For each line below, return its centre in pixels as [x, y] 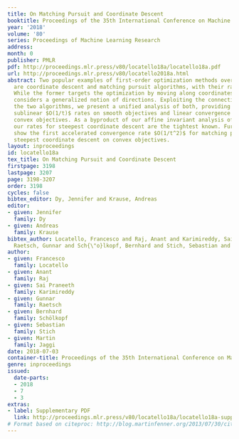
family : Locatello [41, 265]
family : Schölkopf [41, 318]
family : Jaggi [34, 345]
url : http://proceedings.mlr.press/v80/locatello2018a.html [99, 73]
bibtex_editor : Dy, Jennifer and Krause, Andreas [83, 199]
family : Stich [34, 332]
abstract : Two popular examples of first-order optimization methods [113, 80]
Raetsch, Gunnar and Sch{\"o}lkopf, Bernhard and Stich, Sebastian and [122, 245]
